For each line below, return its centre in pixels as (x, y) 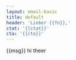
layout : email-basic (32, 12)
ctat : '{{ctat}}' (28, 28)
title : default (25, 17)
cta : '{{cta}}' (25, 34)
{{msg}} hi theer (26, 50)
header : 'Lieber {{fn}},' (38, 23)
